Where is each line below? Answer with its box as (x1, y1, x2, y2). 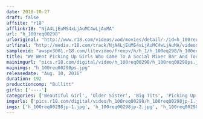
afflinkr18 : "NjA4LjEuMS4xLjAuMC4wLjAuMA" (6, 25, 115, 32)
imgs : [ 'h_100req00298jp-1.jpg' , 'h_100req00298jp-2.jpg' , (6, 103, 158, 110)
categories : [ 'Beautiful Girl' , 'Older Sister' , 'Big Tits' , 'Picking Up (6, 93, 196, 99)
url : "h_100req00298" (6, 31, 61, 37)
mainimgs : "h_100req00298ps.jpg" (6, 64, 91, 71)
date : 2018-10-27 (6, 8, 50, 15)
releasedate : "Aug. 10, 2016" (6, 70, 83, 76)
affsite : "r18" (6, 20, 45, 26)
